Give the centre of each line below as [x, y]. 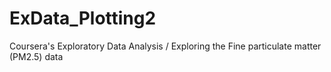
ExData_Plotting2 [83, 18]
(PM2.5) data [36, 56]
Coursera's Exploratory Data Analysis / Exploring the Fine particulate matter [165, 46]
